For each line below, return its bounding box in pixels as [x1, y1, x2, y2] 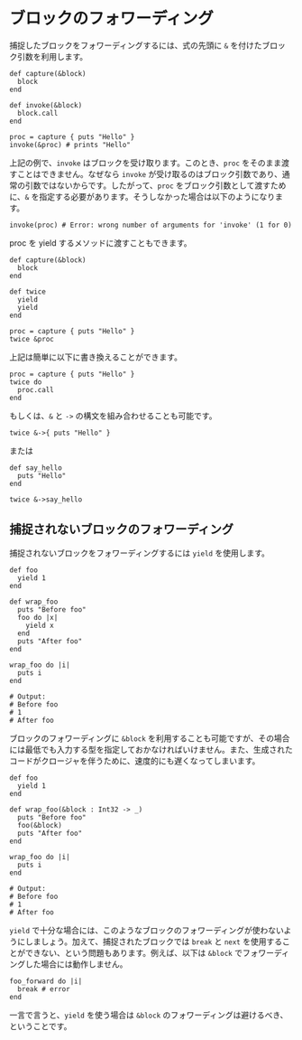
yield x [25, 621, 54, 630]
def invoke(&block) [9, 100, 83, 109]
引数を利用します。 [16, 51, 88, 61]
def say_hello [9, 463, 63, 473]
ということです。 [9, 1020, 72, 1031]
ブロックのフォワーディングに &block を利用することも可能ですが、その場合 [9, 733, 290, 744]
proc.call [17, 385, 54, 394]
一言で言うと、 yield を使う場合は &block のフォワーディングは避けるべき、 [9, 1009, 288, 1020]
